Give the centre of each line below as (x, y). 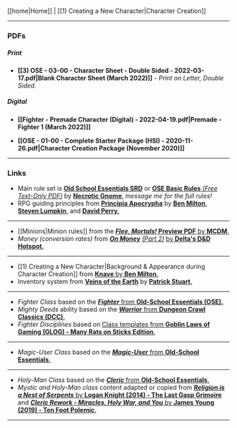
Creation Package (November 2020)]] (128, 148)
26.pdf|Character (44, 148)
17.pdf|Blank (36, 78)
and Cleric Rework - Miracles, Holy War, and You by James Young (116, 403)
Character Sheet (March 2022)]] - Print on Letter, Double (140, 78)
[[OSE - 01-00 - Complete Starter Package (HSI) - (91, 141)
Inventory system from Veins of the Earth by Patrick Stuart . (105, 282)
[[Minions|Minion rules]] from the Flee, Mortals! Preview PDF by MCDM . (123, 231)
